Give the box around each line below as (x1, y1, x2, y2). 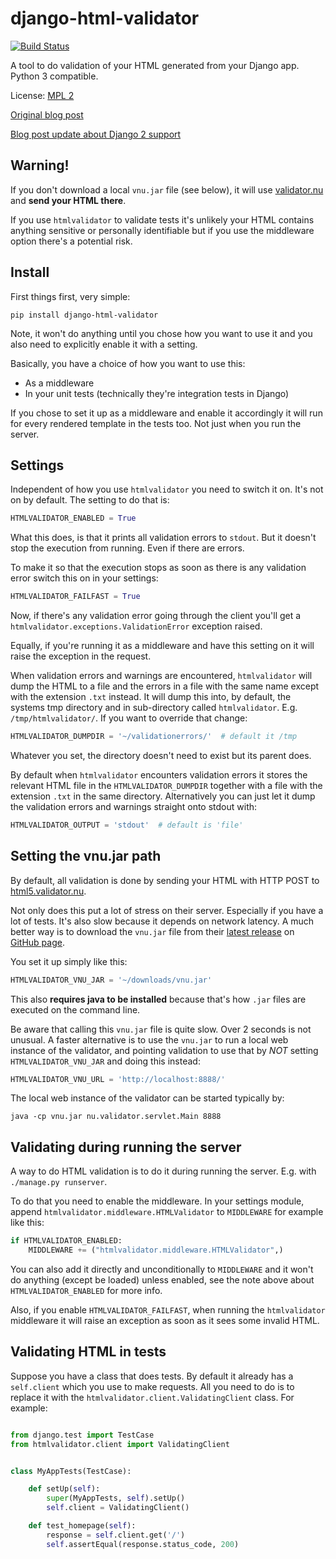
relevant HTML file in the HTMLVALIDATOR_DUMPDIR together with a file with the (10, 780, 323, 791)
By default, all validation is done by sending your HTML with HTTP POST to (10, 874, 320, 886)
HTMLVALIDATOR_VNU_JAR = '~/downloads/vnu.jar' (10, 975, 213, 985)
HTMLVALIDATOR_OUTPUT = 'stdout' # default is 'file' (10, 820, 244, 830)
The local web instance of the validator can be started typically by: (10, 1092, 285, 1104)
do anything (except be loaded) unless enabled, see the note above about (10, 1274, 315, 1286)
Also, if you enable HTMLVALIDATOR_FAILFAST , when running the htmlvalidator (10, 1304, 326, 1316)
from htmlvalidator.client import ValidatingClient (10, 1439, 230, 1449)
